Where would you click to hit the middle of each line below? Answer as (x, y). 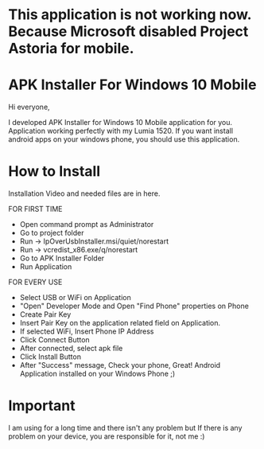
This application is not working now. (130, 15)
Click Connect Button (54, 340)
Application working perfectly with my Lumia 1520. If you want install (120, 131)
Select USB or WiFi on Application (75, 298)
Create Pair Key (45, 314)
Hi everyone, (29, 107)
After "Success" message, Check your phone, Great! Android (120, 365)
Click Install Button (50, 357)
